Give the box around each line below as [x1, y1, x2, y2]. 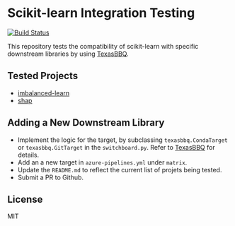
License [7, 193, 43, 206]
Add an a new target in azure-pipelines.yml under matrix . [17, 157, 188, 167]
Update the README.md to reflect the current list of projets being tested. [17, 165, 222, 174]
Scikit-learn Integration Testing [7, 5, 195, 21]
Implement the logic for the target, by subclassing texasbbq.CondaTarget [17, 136, 228, 144]
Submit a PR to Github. [17, 173, 84, 182]
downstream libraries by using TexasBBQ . [7, 49, 129, 58]
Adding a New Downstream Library [7, 117, 165, 129]
